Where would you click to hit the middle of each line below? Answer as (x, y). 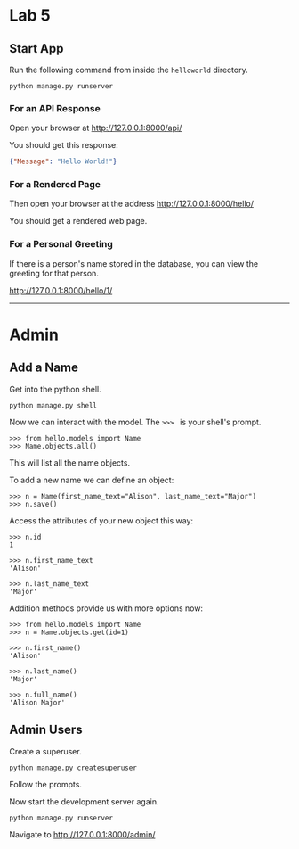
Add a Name (44, 368)
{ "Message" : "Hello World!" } (63, 161)
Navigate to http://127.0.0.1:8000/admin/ (82, 834)
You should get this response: (64, 145)
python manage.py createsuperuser (73, 768)
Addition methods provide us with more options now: (106, 608)
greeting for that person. (54, 273)
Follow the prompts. (46, 784)
